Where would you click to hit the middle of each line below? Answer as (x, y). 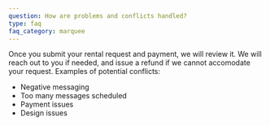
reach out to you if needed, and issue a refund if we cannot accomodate (129, 63)
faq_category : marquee (47, 31)
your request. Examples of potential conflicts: (85, 72)
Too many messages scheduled (74, 96)
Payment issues (47, 104)
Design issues (44, 113)
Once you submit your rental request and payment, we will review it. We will (135, 54)
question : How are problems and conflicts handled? (98, 16)
